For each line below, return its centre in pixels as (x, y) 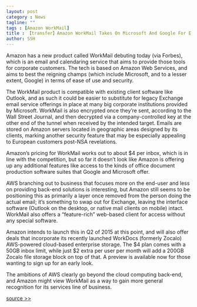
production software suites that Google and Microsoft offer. (78, 172)
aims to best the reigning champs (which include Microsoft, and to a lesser (96, 74)
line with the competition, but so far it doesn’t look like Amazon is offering (95, 159)
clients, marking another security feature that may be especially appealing (96, 135)
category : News (26, 17)
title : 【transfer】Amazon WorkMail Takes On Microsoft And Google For (96, 33)
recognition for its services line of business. (59, 287)
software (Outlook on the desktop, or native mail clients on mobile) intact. (95, 208)
